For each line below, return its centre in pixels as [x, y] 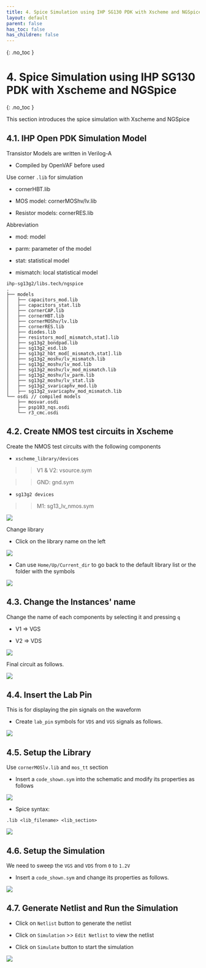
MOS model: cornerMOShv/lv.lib [56, 201]
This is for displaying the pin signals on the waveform [74, 710]
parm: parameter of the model [53, 248]
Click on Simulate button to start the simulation [74, 946]
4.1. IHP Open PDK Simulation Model [77, 139]
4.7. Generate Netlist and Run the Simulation [92, 908]
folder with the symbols [45, 571]
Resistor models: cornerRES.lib [54, 213]
